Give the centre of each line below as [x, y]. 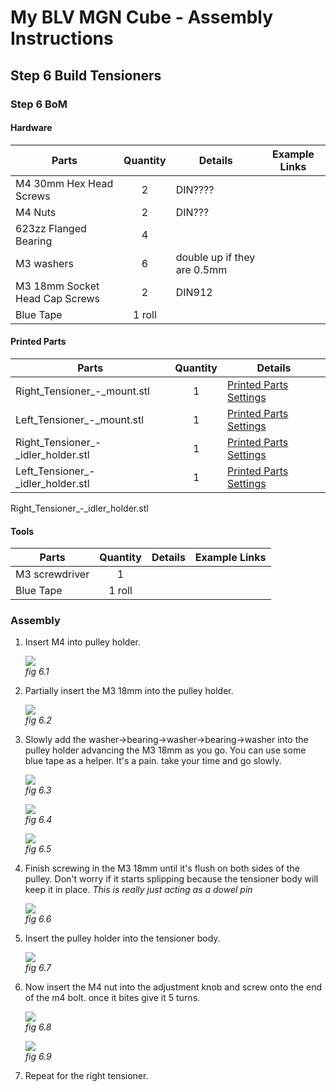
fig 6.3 [38, 790]
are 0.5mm [201, 269]
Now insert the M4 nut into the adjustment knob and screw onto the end [173, 987]
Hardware [31, 128]
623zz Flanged [51, 228]
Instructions [62, 38]
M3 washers [44, 263]
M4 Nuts [36, 212]
